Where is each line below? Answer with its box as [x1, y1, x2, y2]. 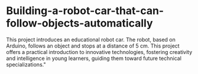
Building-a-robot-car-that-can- [6, 4, 164, 18]
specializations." [6, 60, 46, 68]
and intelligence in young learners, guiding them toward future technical [6, 55, 182, 62]
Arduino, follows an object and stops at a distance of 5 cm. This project [6, 42, 180, 49]
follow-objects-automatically [6, 16, 153, 30]
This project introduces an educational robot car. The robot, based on [6, 36, 176, 43]
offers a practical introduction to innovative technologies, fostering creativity [6, 48, 193, 55]
